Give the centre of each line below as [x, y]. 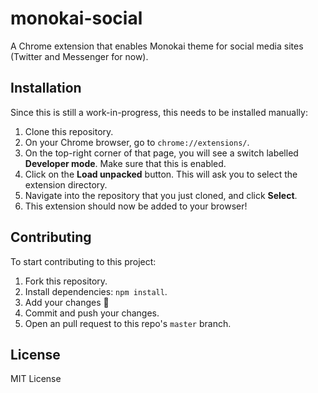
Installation [46, 88]
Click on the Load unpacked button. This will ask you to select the [161, 174]
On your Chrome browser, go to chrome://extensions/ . [137, 142]
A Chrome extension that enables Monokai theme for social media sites [157, 46]
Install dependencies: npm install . [96, 291]
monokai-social [76, 18]
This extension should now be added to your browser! [136, 206]
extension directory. [66, 184]
